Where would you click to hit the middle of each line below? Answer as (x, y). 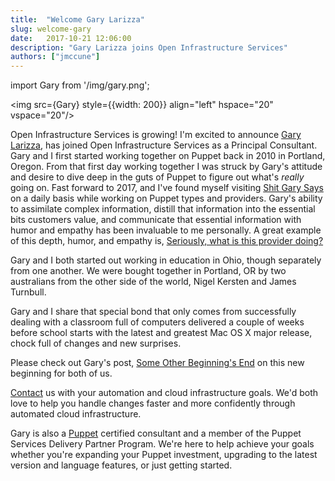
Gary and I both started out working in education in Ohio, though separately (166, 260)
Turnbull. (28, 292)
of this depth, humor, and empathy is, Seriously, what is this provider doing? (167, 241)
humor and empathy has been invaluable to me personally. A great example (166, 230)
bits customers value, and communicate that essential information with (156, 220)
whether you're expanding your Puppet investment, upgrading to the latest (164, 455)
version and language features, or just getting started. (121, 465)
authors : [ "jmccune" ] (55, 57)
